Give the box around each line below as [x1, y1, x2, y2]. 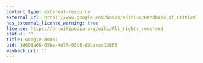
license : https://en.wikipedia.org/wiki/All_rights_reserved [6, 25, 164, 32]
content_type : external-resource [6, 8, 91, 15]
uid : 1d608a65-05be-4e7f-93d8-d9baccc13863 [6, 43, 118, 49]
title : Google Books [6, 37, 59, 43]
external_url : [6, 14, 42, 20]
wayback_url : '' [6, 48, 47, 54]
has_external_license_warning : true [6, 20, 98, 26]
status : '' [6, 31, 34, 37]
